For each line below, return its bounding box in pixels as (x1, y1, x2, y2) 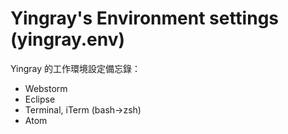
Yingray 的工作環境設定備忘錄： (10, 62, 142, 74)
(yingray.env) (10, 28, 126, 51)
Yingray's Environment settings (10, 7, 280, 30)
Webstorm (24, 82, 68, 94)
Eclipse (24, 93, 56, 105)
